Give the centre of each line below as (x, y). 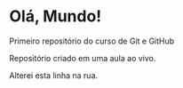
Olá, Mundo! (56, 16)
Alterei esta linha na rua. (54, 75)
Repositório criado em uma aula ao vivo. (83, 58)
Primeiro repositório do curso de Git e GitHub (92, 41)
